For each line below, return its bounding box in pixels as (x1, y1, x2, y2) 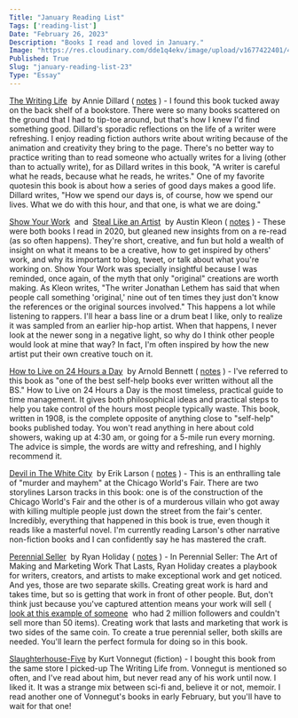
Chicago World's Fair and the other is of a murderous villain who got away (9, 496, 280, 507)
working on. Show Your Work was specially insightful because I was (9, 263, 258, 274)
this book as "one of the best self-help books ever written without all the (9, 375, 273, 386)
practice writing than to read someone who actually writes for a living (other (9, 152, 286, 163)
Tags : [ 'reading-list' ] (9, 21, 98, 30)
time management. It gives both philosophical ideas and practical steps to (9, 394, 279, 404)
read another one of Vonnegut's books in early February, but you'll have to (9, 690, 282, 702)
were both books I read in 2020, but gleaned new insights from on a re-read (9, 226, 286, 236)
